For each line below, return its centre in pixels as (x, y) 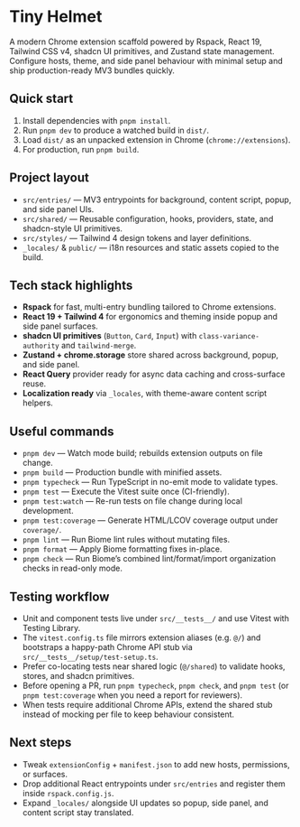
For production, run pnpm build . (81, 149)
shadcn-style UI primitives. (73, 228)
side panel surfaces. (60, 326)
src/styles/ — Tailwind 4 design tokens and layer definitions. (137, 237)
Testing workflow (59, 596)
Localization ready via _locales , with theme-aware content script (145, 394)
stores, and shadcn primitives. (78, 676)
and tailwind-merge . (99, 346)
